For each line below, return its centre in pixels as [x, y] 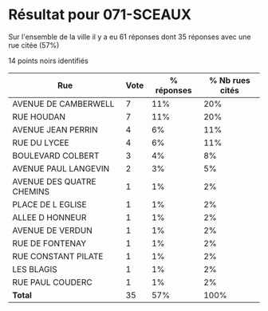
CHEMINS [31, 191]
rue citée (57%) [34, 45]
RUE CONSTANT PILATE [58, 256]
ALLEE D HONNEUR [49, 217]
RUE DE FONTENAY [49, 243]
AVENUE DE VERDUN [53, 230]
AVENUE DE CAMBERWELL [63, 104]
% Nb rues [229, 80]
